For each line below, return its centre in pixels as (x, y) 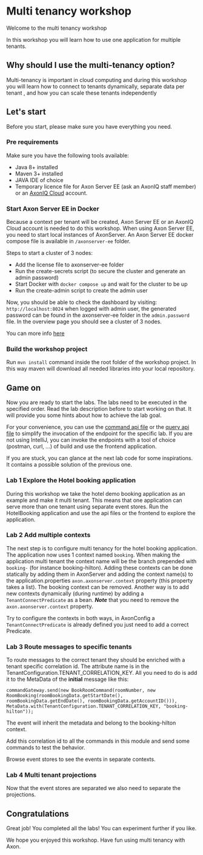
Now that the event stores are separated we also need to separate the (93, 788)
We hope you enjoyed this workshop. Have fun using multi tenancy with (96, 840)
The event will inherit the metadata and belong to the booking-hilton (91, 723)
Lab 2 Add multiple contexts (48, 535)
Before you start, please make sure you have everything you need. (89, 126)
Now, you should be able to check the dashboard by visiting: (82, 302)
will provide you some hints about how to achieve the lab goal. (84, 415)
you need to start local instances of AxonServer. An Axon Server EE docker (100, 235)
